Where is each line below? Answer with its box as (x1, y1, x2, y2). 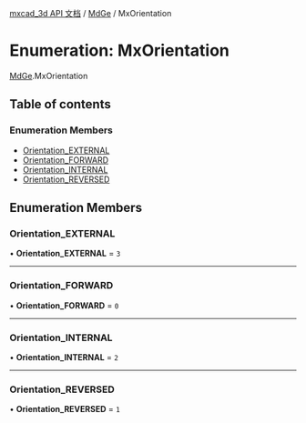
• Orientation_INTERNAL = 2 (9, 351, 118, 362)
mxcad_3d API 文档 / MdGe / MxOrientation (9, 8, 172, 18)
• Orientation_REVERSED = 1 (9, 404, 120, 415)
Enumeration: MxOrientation (9, 40, 230, 61)
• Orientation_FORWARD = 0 (9, 299, 119, 311)
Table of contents (9, 96, 111, 112)
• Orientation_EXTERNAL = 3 (9, 248, 121, 259)
